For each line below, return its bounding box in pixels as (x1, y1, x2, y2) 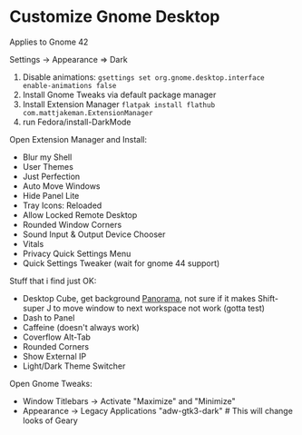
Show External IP (22, 351, 87, 361)
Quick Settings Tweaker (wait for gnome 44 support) (22, 257, 220, 269)
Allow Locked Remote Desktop (22, 209, 138, 220)
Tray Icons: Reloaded (22, 200, 102, 211)
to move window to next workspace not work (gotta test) (53, 302, 266, 313)
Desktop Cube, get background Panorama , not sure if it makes (22, 292, 257, 303)
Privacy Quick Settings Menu (22, 248, 132, 259)
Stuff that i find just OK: (9, 275, 97, 286)
